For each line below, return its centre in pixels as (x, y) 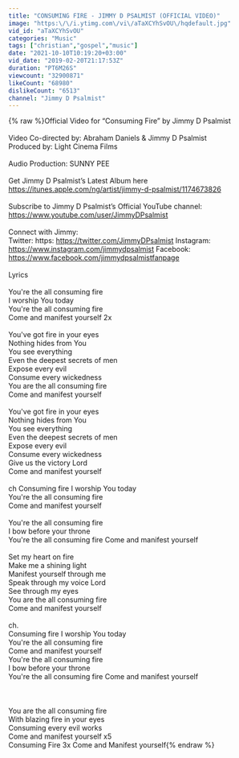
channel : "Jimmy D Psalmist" (57, 98)
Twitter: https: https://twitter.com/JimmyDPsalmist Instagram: (109, 241)
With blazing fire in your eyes (57, 719)
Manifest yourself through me (57, 574)
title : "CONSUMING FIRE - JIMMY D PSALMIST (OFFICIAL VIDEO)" (114, 16)
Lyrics (18, 275)
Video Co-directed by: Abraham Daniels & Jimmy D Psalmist (107, 138)
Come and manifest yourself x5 (60, 736)
